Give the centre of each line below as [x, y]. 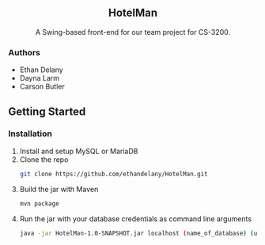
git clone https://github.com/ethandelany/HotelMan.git [114, 174]
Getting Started [47, 111]
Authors [25, 52]
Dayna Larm [40, 78]
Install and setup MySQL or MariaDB [79, 151]
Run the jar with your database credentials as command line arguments [135, 219]
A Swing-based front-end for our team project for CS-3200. [133, 32]
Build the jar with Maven [59, 189]
